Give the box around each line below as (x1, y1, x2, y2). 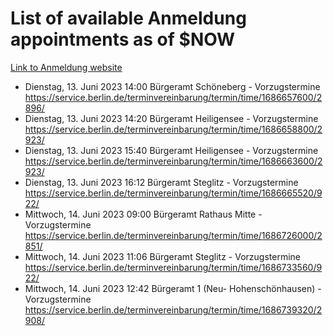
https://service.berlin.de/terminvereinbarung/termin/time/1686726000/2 (24, 229, 323, 241)
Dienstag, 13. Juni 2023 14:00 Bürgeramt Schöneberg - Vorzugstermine (24, 80, 321, 92)
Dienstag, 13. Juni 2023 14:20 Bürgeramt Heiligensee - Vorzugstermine (24, 112, 319, 124)
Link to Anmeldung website (10, 61, 123, 73)
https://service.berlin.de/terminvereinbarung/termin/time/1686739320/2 (24, 303, 323, 316)
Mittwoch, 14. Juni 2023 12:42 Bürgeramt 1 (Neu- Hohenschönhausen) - (24, 282, 322, 294)
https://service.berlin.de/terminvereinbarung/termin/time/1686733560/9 (24, 261, 323, 273)
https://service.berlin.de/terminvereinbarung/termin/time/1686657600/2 (24, 91, 323, 103)
